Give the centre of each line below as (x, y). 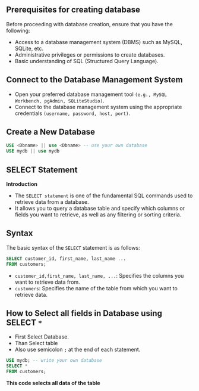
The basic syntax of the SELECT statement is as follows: (73, 247)
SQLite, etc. (29, 48)
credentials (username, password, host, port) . (72, 113)
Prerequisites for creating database (73, 10)
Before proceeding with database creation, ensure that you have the (90, 24)
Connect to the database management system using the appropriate (98, 107)
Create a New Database (50, 132)
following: (18, 30)
